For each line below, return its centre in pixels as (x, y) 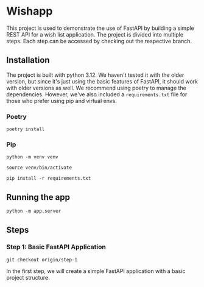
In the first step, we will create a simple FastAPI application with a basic (96, 271)
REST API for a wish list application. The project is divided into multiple (95, 34)
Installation (28, 60)
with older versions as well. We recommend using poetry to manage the (97, 88)
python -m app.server (34, 211)
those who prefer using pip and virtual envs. (62, 101)
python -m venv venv (33, 157)
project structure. (28, 277)
